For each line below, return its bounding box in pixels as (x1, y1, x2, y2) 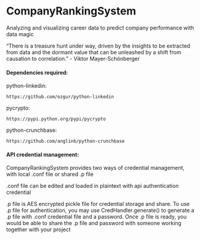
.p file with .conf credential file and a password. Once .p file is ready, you (6, 213, 187, 220)
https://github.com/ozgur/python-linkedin (6, 94, 114, 100)
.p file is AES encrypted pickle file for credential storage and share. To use (6, 200, 190, 208)
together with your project (6, 226, 71, 233)
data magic (6, 30, 34, 37)
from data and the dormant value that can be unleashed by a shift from (6, 48, 181, 55)
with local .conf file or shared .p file (6, 170, 94, 178)
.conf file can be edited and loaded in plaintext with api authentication (6, 182, 179, 190)
